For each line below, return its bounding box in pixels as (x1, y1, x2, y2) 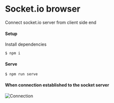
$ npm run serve (5, 72, 38, 77)
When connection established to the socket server (5, 82, 109, 88)
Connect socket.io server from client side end (5, 19, 97, 25)
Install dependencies (5, 41, 47, 47)
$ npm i (5, 51, 21, 56)
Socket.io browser (5, 3, 81, 15)
